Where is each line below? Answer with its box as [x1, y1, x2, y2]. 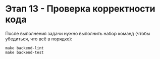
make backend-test [5, 50, 44, 55]
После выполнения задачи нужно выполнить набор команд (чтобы [5, 30, 150, 36]
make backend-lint [5, 45, 44, 50]
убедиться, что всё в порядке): [5, 36, 73, 42]
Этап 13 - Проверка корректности [5, 3, 155, 15]
